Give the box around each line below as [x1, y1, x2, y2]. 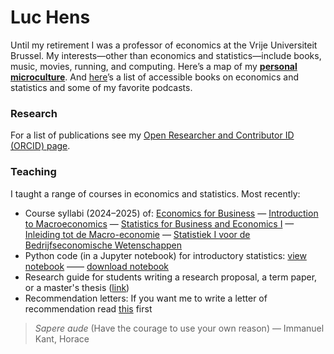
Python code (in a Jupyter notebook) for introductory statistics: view [24, 249, 307, 261]
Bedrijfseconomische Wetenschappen [24, 239, 183, 251]
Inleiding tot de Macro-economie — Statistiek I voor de [24, 228, 251, 240]
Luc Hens [10, 6, 91, 29]
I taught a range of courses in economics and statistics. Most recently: [10, 187, 301, 200]
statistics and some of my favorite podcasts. [10, 81, 193, 93]
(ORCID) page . [10, 140, 71, 152]
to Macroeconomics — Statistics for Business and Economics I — [24, 217, 295, 230]
